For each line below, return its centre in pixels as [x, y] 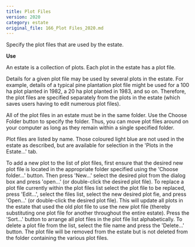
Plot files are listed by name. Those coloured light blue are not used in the [95, 139]
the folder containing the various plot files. [57, 238]
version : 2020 [23, 17]
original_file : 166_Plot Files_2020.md [55, 28]
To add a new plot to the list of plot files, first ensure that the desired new [95, 163]
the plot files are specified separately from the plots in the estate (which [93, 98]
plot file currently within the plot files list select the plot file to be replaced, [96, 188]
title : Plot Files [28, 11]
